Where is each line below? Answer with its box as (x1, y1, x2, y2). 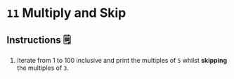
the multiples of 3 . (16, 63, 70, 72)
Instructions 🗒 (6, 34, 71, 46)
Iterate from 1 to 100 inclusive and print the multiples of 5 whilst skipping (16, 56, 228, 64)
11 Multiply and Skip (6, 5, 126, 21)
